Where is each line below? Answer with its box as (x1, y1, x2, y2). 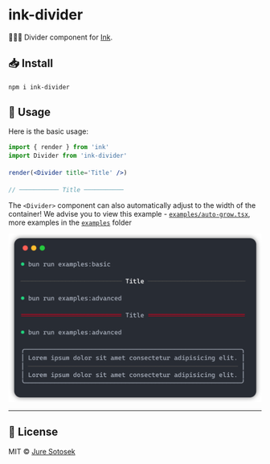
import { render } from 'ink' (8, 143, 110, 151)
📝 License (8, 425, 59, 439)
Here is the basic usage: (8, 126, 88, 136)
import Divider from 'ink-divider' (8, 151, 128, 160)
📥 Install (8, 56, 54, 70)
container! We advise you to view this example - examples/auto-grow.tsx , (8, 209, 251, 218)
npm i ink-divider (8, 83, 70, 91)
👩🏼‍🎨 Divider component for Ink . (8, 32, 113, 42)
